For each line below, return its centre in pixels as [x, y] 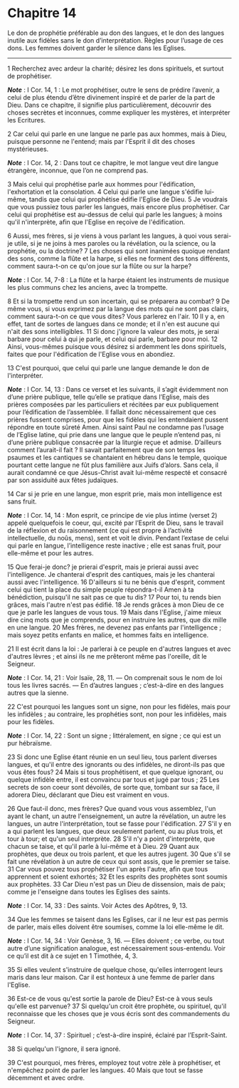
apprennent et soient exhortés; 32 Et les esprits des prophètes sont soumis [117, 877]
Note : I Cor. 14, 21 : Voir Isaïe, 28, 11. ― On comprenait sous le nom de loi [115, 677]
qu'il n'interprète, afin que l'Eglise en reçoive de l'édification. [96, 221]
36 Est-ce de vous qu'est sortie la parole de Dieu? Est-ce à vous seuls [110, 998]
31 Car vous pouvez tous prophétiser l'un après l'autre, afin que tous [108, 869]
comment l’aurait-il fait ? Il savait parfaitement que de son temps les [107, 449]
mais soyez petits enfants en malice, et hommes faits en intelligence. [108, 634]
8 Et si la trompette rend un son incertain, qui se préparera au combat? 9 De [118, 301]
